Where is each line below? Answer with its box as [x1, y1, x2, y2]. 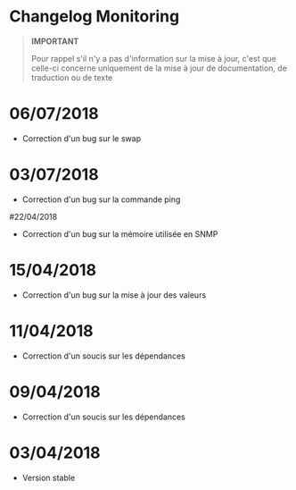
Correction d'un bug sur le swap [21, 132, 141, 144]
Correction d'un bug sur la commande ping [21, 194, 181, 205]
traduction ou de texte [30, 72, 113, 82]
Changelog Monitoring [9, 6, 180, 27]
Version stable [21, 472, 76, 483]
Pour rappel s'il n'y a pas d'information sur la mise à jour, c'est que [30, 53, 276, 63]
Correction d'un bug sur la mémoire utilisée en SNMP [21, 228, 218, 239]
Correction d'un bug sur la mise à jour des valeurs [21, 289, 207, 300]
